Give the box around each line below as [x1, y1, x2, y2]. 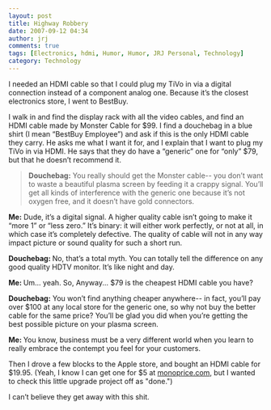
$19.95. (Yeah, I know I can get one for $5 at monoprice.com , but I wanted [8, 367, 256, 377]
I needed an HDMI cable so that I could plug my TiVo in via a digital [8, 78, 232, 89]
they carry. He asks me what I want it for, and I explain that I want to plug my [8, 137, 264, 147]
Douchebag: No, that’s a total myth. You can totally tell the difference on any [8, 253, 264, 263]
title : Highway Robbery [8, 19, 89, 27]
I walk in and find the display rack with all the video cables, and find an [8, 112, 244, 121]
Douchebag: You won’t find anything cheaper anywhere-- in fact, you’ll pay [8, 293, 261, 303]
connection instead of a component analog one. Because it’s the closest [8, 87, 249, 97]
